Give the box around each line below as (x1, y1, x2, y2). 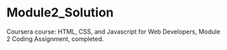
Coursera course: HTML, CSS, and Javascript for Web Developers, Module (6, 27, 221, 36)
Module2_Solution (6, 5, 114, 21)
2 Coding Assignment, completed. (6, 34, 104, 42)
